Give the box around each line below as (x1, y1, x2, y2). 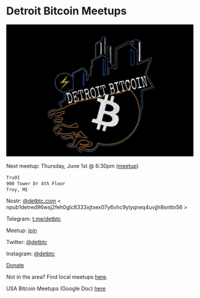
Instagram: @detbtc (6, 250, 55, 257)
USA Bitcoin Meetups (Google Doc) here (6, 285, 106, 292)
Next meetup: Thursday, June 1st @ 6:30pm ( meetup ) (6, 162, 139, 169)
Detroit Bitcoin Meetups (6, 4, 127, 18)
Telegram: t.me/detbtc (6, 215, 62, 222)
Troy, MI (6, 186, 28, 192)
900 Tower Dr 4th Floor (6, 180, 66, 186)
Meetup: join (6, 227, 37, 234)
